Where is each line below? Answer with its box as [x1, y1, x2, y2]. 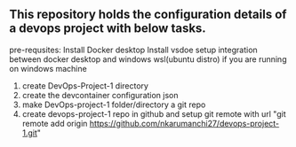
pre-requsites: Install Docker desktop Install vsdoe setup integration [9, 44, 258, 55]
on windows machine [9, 63, 87, 73]
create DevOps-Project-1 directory [21, 80, 149, 91]
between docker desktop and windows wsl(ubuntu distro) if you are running [9, 53, 287, 65]
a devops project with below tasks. [9, 21, 206, 36]
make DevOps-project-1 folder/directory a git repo [21, 99, 206, 110]
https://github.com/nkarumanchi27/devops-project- [89, 118, 280, 128]
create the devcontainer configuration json [21, 89, 180, 100]
